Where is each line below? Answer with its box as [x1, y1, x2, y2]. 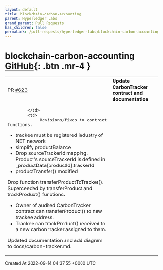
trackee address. [16, 214, 54, 221]
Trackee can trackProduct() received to [16, 220, 106, 226]
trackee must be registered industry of [16, 132, 103, 138]
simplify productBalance [16, 144, 71, 150]
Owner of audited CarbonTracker [16, 202, 91, 209]
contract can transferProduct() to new [16, 208, 103, 214]
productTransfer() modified [16, 168, 78, 175]
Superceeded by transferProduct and [7, 185, 93, 192]
